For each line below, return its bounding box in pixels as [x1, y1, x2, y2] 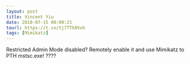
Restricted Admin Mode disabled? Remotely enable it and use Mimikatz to [6, 46, 185, 53]
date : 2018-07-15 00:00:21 [6, 19, 72, 25]
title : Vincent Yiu [6, 14, 54, 20]
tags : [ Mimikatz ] [6, 30, 49, 36]
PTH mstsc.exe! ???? [6, 52, 56, 59]
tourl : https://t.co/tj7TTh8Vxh [6, 24, 85, 31]
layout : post [6, 8, 38, 15]
